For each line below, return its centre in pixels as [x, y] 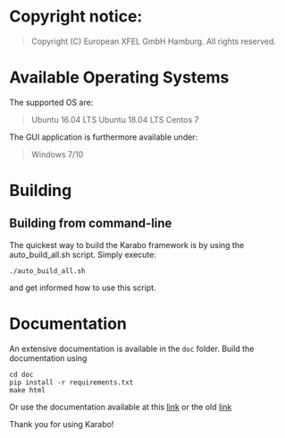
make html [28, 390]
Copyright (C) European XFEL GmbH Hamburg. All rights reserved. [154, 41]
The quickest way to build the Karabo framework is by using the [127, 245]
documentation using [48, 358]
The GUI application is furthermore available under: [104, 137]
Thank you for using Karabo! [62, 424]
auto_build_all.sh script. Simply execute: [83, 254]
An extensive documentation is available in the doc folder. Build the [132, 348]
